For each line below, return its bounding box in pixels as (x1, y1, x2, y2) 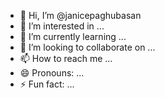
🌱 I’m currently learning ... (19, 31, 127, 42)
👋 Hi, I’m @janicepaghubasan (19, 10, 142, 21)
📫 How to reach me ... (19, 53, 113, 64)
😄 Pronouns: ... (19, 67, 85, 79)
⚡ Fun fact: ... (19, 78, 75, 90)
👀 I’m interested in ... (19, 20, 105, 32)
